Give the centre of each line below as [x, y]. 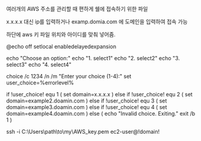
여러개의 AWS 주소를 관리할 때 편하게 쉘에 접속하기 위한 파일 [77, 9]
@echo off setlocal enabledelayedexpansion [61, 46]
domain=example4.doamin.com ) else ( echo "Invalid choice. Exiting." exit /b [101, 114]
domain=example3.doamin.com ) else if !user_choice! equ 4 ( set [87, 107]
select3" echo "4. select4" [39, 64]
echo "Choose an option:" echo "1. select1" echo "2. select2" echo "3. [93, 58]
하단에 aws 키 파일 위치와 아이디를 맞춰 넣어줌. [61, 34]
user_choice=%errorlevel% [40, 83]
